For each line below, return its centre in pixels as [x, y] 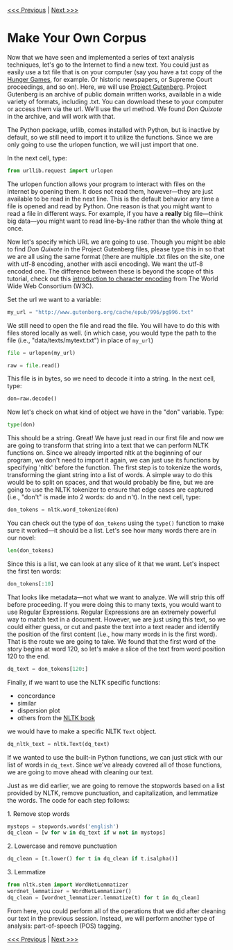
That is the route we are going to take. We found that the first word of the [112, 641]
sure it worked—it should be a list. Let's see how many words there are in [112, 531]
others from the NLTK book [56, 717]
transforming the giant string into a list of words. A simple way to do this [110, 475]
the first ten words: [34, 571]
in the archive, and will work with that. [61, 116]
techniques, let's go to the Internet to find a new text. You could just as [108, 65]
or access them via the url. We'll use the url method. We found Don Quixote [115, 109]
